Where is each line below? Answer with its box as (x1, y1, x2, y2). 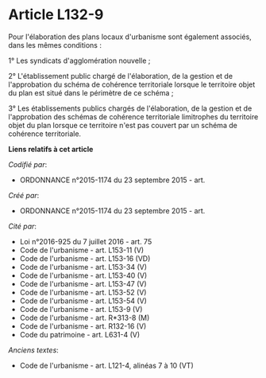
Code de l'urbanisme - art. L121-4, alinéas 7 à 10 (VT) (19, 360, 195, 370)
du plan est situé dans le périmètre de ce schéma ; (8, 88, 174, 97)
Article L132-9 (8, 6, 104, 24)
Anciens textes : (8, 345, 60, 355)
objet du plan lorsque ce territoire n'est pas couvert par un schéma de (8, 120, 238, 130)
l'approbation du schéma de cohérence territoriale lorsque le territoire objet (8, 80, 256, 89)
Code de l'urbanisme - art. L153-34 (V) (19, 262, 148, 271)
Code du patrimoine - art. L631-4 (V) (19, 329, 141, 339)
